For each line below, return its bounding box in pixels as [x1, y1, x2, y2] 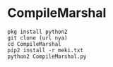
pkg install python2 [7, 28, 69, 35]
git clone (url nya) [7, 34, 69, 42]
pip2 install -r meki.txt [7, 47, 83, 54]
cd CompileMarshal [7, 40, 61, 47]
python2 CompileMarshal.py [7, 53, 87, 60]
